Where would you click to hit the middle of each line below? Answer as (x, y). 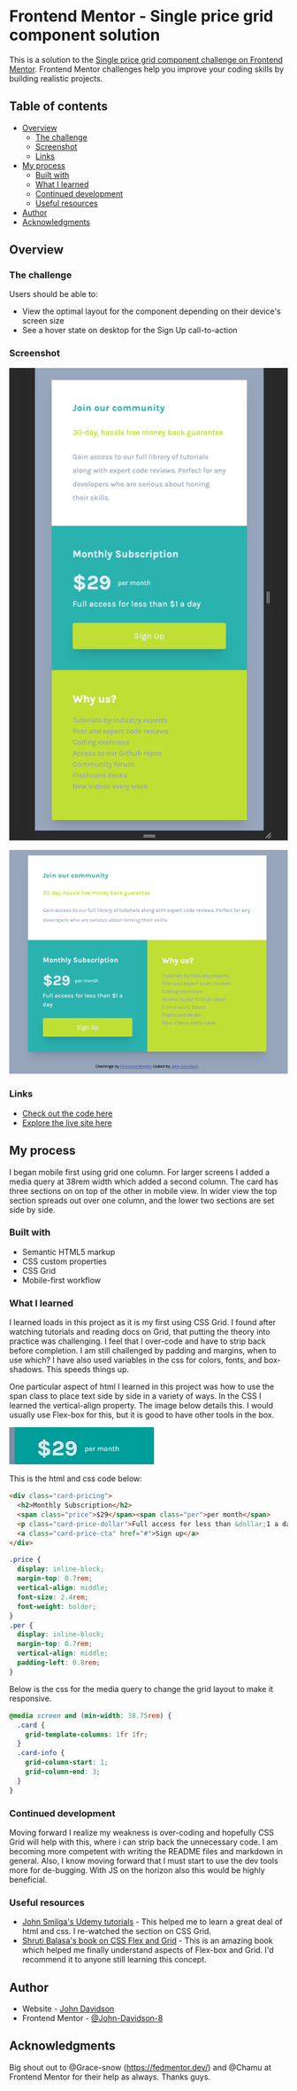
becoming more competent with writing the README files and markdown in (146, 1851)
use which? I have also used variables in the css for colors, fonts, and (136, 1360)
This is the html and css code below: (76, 1479)
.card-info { (41, 1753)
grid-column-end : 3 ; (63, 1772)
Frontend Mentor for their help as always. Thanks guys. (110, 2077)
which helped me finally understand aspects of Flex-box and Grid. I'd (148, 1950)
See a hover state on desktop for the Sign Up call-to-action (129, 331)
